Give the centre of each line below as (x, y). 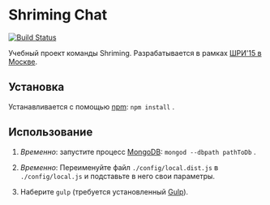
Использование (51, 132)
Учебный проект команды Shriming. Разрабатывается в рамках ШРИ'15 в (135, 53)
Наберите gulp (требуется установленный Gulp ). (104, 191)
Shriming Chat (58, 15)
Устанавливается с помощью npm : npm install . (92, 106)
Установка (36, 87)
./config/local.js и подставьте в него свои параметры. (118, 176)
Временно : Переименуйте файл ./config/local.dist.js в (119, 167)
